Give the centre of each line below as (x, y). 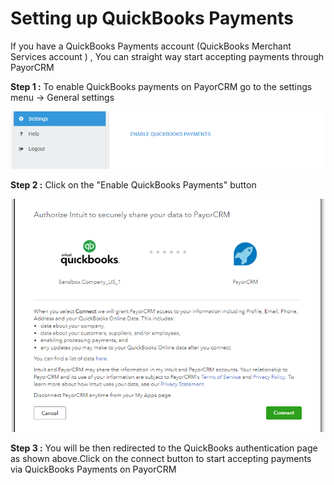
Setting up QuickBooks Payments (152, 18)
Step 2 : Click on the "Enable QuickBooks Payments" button (133, 185)
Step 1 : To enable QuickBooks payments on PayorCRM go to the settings (161, 86)
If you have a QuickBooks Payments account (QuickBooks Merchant (151, 46)
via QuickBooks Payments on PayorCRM (93, 469)
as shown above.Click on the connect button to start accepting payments (161, 459)
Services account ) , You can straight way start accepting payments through (167, 56)
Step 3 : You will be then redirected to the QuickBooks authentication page (164, 448)
